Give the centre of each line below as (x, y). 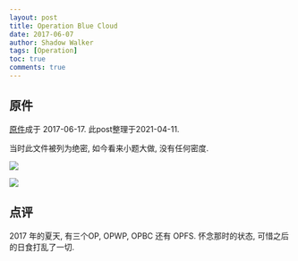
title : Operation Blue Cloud (64, 26)
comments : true (38, 68)
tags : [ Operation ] (43, 51)
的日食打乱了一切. (42, 247)
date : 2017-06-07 (42, 34)
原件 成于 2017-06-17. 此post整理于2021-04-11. (94, 129)
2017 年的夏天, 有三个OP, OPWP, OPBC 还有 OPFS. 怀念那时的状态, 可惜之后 (149, 236)
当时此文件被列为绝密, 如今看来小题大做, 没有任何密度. (109, 147)
